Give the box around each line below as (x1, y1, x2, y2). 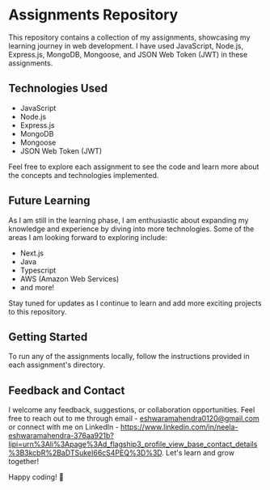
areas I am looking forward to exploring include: (8, 232, 167, 242)
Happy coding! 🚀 (8, 472, 65, 482)
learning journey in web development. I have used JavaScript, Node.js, (8, 40, 244, 50)
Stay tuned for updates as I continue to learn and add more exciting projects (8, 298, 262, 308)
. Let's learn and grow (161, 448, 234, 458)
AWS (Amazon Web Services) (19, 273, 120, 284)
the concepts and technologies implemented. (8, 170, 159, 180)
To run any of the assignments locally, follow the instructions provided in (8, 352, 250, 361)
